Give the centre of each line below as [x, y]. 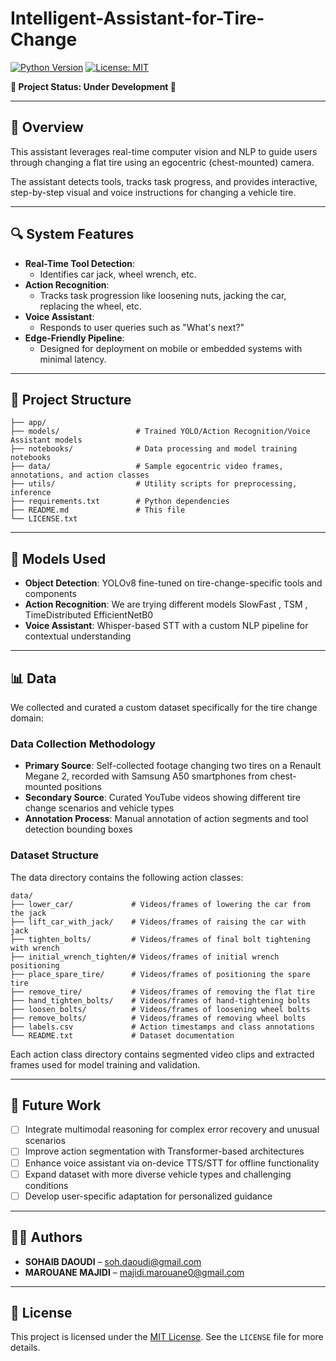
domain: [27, 718]
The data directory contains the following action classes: [127, 877]
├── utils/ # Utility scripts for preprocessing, [154, 484]
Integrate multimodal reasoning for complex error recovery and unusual [172, 1129]
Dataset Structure [55, 855]
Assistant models [46, 440]
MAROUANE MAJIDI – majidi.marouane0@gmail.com [134, 1272]
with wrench [35, 948]
